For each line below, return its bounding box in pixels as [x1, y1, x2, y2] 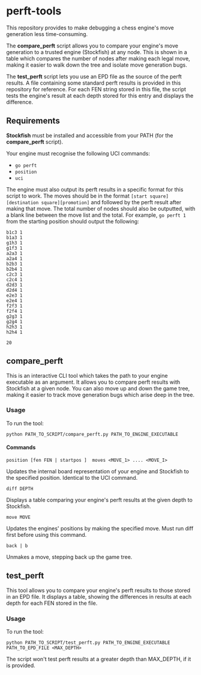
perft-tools [6, 4, 62, 18]
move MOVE [6, 515, 31, 521]
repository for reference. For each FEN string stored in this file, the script [6, 85, 187, 92]
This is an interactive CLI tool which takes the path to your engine [6, 372, 168, 379]
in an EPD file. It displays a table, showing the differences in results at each [6, 593, 192, 600]
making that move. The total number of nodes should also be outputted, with [6, 205, 196, 212]
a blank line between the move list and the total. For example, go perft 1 [6, 211, 186, 219]
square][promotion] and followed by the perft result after [41, 198, 182, 205]
